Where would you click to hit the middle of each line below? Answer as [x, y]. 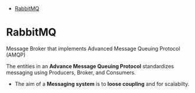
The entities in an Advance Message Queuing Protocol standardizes [90, 66]
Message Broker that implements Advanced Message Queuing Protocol [93, 48]
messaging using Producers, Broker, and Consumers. [71, 72]
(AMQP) [16, 55]
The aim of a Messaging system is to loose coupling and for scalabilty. [102, 84]
